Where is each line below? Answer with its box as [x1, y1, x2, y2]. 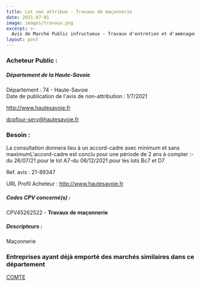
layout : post [6, 36, 39, 42]
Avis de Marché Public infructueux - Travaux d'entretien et [11, 31, 167, 37]
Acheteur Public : [6, 56, 58, 65]
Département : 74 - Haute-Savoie [6, 86, 89, 93]
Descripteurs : [6, 223, 43, 230]
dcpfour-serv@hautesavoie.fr [6, 115, 80, 123]
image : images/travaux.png [6, 20, 74, 26]
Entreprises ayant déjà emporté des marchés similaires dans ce [6, 252, 194, 261]
